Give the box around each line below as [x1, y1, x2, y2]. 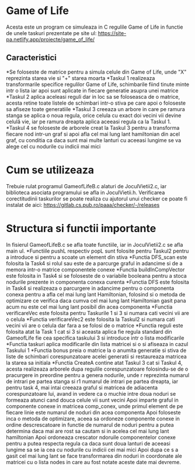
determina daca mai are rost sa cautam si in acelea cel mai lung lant [6, 427, 169, 434]
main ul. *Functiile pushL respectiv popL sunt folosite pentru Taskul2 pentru [6, 247, 189, 254]
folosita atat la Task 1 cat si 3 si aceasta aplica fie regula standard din [6, 328, 172, 335]
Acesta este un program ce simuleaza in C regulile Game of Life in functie [6, 23, 183, 30]
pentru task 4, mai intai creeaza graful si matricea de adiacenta [6, 384, 158, 391]
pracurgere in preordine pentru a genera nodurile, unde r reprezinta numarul [6, 371, 190, 378]
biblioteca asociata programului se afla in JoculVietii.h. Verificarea [6, 189, 165, 196]
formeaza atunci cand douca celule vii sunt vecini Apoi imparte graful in [6, 396, 179, 403]
